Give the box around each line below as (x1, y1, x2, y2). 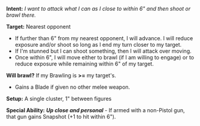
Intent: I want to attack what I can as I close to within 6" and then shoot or (6, 5, 191, 12)
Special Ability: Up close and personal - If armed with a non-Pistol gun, (6, 107, 185, 113)
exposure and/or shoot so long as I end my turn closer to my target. (14, 41, 182, 48)
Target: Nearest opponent (6, 23, 71, 30)
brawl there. (6, 11, 37, 19)
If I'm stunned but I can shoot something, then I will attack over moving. (14, 47, 192, 55)
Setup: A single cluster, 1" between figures (6, 95, 112, 102)
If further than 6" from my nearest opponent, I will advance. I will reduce (14, 35, 193, 41)
